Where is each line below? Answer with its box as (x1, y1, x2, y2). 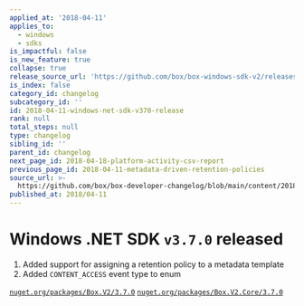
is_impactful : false (9, 47, 88, 56)
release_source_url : (9, 72, 88, 81)
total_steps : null (9, 123, 79, 132)
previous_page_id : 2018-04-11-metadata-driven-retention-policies (9, 165, 265, 174)
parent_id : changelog (9, 148, 91, 157)
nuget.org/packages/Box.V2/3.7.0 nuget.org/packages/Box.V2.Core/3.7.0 (9, 287, 283, 297)
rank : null (9, 114, 51, 123)
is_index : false (9, 81, 71, 90)
